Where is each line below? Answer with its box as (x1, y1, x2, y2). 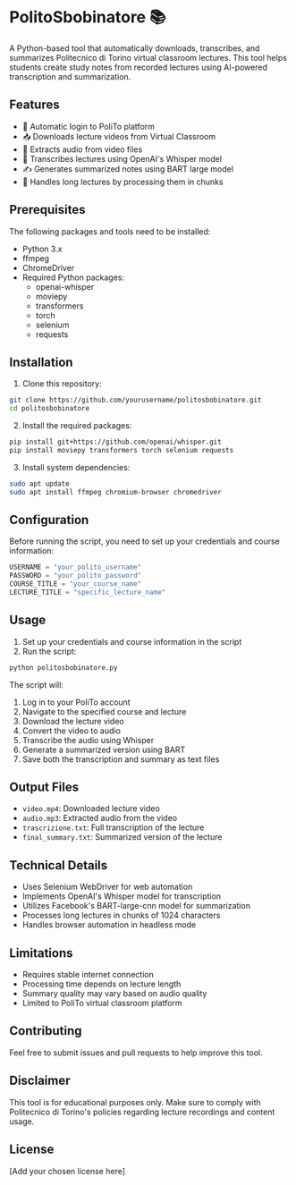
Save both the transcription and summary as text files (21, 753, 220, 765)
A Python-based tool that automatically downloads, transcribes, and (9, 42, 260, 54)
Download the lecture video (21, 715, 124, 726)
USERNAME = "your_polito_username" (9, 563, 142, 572)
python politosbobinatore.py (9, 663, 118, 672)
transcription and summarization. (9, 71, 131, 81)
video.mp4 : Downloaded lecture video (21, 803, 161, 814)
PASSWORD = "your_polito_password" (9, 571, 142, 580)
